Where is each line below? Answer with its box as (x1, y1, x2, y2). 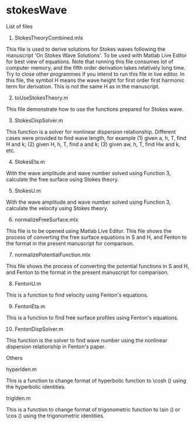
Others (6, 354, 23, 361)
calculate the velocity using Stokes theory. (6, 204, 108, 211)
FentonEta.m (14, 303, 46, 310)
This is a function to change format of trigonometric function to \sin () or (6, 406, 180, 413)
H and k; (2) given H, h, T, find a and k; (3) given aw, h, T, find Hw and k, (6, 140, 180, 148)
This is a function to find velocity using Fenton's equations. (6, 291, 149, 299)
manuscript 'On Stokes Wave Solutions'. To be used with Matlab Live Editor (6, 52, 187, 59)
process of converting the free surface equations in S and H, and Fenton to (6, 234, 187, 241)
